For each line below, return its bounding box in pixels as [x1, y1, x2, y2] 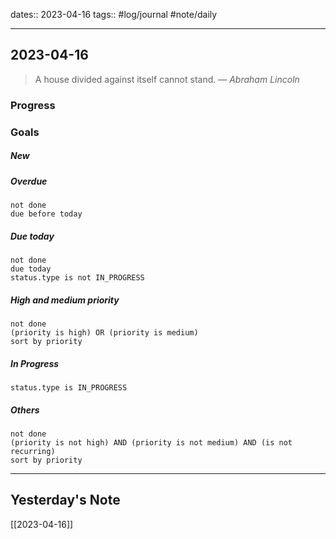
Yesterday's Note [10, 492, 121, 509]
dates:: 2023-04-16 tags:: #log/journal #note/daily [10, 9, 218, 20]
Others [10, 404, 40, 416]
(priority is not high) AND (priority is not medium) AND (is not [10, 437, 293, 448]
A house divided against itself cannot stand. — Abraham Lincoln [34, 73, 300, 85]
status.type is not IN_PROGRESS [10, 272, 145, 283]
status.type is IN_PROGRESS [10, 382, 128, 393]
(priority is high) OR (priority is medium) [10, 327, 199, 338]
